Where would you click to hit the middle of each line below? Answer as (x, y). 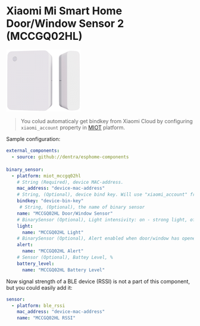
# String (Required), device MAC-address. (70, 182)
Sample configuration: (33, 139)
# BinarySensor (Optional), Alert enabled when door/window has (98, 239)
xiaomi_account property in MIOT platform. (73, 128)
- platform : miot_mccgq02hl (46, 176)
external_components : (33, 151)
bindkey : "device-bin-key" (50, 201)
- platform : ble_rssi (38, 305)
